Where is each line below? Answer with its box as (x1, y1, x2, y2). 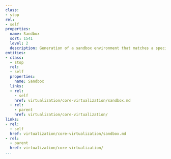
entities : (5, 50, 26, 55)
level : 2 (10, 41, 28, 46)
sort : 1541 (10, 36, 33, 41)
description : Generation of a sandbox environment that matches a (10, 46, 154, 51)
